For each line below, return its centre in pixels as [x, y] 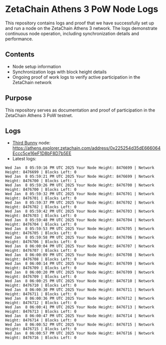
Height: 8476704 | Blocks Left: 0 [41, 225]
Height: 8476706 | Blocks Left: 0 [41, 242]
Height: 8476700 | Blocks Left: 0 [41, 190]
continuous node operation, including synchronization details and [72, 33]
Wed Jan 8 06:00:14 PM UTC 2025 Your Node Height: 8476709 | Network [80, 264]
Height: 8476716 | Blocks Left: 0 [41, 338]
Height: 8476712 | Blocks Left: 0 [41, 303]
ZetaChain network [32, 82]
